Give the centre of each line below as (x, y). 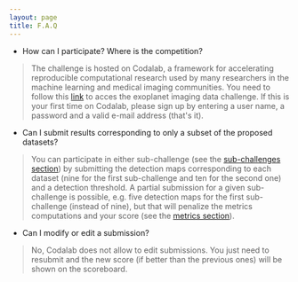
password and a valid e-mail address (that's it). (117, 115)
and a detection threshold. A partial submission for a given (138, 187)
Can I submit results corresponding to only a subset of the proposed (147, 132)
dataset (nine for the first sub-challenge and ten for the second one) (156, 177)
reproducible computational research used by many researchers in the (160, 77)
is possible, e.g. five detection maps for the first (157, 197)
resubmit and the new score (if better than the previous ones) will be (157, 259)
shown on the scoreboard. (79, 269)
